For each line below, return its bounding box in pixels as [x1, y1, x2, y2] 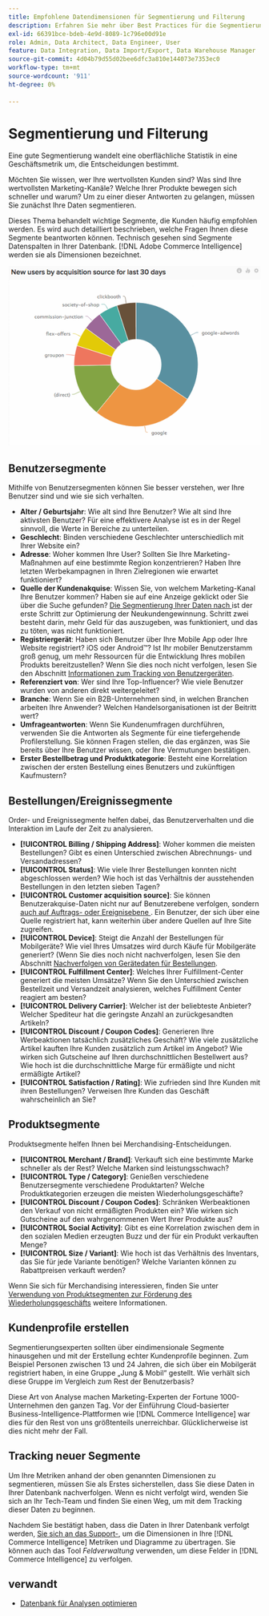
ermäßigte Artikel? [19, 1070, 81, 1079]
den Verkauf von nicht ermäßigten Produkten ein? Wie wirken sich [19, 1206, 239, 1215]
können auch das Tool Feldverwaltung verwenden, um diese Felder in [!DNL [8, 1545, 259, 1555]
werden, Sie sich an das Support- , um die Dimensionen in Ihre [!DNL [8, 1529, 234, 1538]
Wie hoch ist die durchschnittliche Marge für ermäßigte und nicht [19, 1061, 235, 1070]
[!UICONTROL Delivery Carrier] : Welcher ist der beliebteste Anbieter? [19, 1001, 252, 1011]
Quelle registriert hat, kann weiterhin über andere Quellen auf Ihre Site [19, 916, 252, 925]
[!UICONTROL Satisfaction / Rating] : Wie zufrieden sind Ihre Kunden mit [19, 1078, 261, 1087]
